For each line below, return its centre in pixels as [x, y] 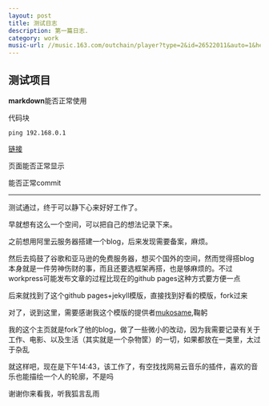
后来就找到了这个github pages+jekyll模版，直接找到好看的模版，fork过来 [128, 295]
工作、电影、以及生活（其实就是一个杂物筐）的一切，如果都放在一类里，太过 [134, 339]
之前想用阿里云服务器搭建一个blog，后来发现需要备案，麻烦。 [110, 241]
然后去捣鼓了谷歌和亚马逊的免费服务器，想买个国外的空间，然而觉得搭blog [131, 258]
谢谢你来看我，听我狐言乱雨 [54, 393]
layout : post [30, 16]
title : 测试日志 [33, 23]
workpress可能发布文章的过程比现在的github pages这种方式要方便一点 [124, 278]
